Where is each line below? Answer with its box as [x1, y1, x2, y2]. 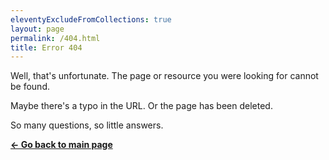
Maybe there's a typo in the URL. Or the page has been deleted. [10, 100, 273, 112]
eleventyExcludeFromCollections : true [10, 14, 172, 25]
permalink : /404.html [10, 33, 101, 43]
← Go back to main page [10, 139, 113, 151]
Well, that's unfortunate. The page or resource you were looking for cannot [10, 70, 319, 82]
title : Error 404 [10, 42, 83, 53]
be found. [10, 81, 50, 93]
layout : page [10, 24, 65, 34]
